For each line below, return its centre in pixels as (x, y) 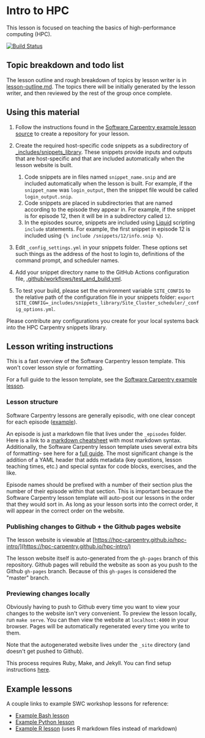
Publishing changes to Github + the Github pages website (94, 526)
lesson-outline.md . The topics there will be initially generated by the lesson (101, 86)
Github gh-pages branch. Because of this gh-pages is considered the (91, 571)
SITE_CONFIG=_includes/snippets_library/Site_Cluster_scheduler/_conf (107, 303)
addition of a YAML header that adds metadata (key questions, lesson (94, 459)
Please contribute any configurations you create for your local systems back (102, 321)
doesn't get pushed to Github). (45, 651)
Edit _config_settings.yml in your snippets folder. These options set (101, 247)
